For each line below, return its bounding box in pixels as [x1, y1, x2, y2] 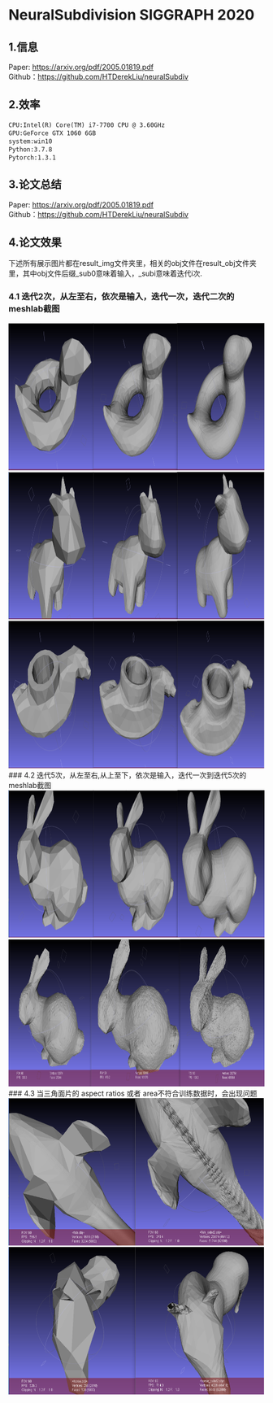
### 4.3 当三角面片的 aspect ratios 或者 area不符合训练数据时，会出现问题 [8, 1088, 258, 1098]
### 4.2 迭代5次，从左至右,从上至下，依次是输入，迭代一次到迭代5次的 [8, 770, 247, 780]
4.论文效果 [8, 236, 63, 250]
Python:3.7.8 [8, 145, 53, 154]
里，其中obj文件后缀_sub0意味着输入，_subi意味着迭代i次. [8, 268, 203, 278]
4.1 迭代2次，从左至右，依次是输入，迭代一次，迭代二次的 [8, 291, 235, 303]
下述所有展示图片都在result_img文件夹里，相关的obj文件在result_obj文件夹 [8, 259, 258, 268]
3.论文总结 [8, 177, 63, 192]
